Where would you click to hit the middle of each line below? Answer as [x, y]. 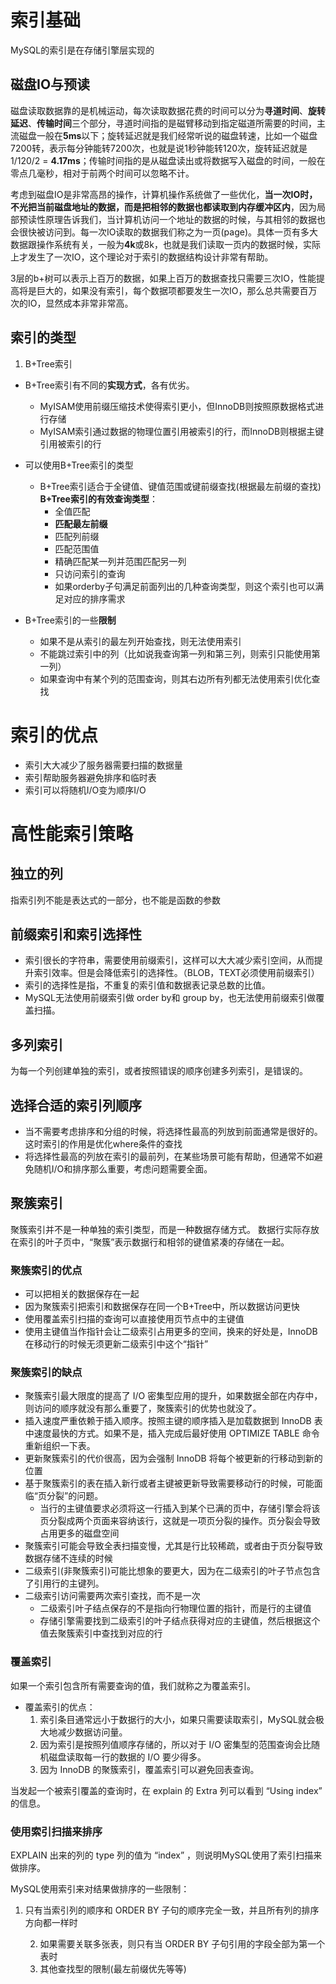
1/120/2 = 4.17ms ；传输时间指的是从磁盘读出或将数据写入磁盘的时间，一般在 [168, 160]
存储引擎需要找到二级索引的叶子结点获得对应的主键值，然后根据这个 [180, 1621]
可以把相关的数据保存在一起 [82, 1294]
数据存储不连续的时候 [68, 1558]
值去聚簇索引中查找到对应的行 [101, 1633]
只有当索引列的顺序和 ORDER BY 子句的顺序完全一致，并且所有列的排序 [172, 1910]
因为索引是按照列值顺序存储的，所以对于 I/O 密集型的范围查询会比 [175, 1744]
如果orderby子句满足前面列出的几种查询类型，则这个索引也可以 [185, 586]
